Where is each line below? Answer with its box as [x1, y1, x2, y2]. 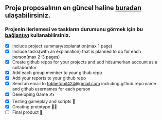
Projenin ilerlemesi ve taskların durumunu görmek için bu [5, 26, 144, 33]
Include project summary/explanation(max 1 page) [12, 43, 113, 49]
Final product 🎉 [12, 109, 43, 115]
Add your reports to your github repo [12, 75, 86, 81]
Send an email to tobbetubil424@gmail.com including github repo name [12, 81, 157, 86]
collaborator [12, 64, 37, 70]
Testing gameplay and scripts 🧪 [12, 99, 75, 105]
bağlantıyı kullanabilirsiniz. [5, 32, 71, 39]
